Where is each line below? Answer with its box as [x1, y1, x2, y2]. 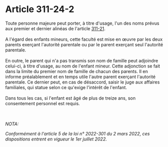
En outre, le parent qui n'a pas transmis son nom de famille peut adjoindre [5, 57, 158, 63]
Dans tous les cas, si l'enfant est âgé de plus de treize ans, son [5, 95, 136, 101]
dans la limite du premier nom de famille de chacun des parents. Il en [5, 68, 148, 74]
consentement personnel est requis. [5, 100, 80, 106]
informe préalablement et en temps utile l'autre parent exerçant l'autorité [5, 73, 156, 80]
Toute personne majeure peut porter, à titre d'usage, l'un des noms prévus [5, 20, 159, 26]
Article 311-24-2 [5, 4, 74, 15]
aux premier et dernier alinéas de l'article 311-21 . [5, 25, 106, 31]
